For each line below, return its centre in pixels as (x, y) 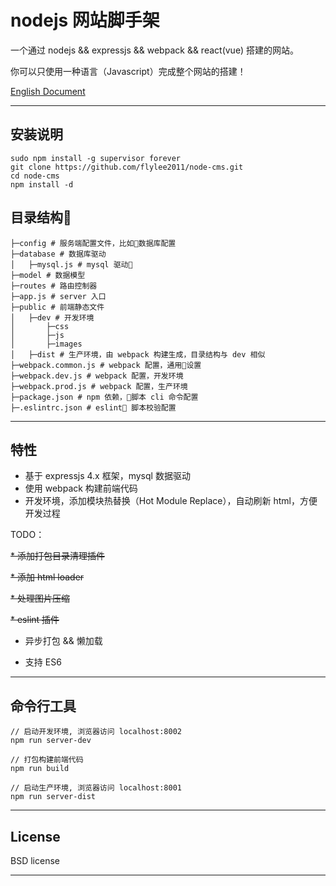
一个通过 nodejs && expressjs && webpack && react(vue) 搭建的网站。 (154, 50)
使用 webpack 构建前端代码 (81, 488)
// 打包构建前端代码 (47, 760)
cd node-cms (35, 176)
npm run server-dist (53, 797)
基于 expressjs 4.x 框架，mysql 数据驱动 (107, 476)
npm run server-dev (51, 741)
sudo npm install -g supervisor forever (96, 158)
